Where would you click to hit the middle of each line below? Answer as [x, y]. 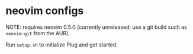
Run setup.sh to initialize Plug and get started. [62, 45]
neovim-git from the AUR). [38, 33]
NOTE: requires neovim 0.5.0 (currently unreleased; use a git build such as [96, 27]
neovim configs [45, 11]
